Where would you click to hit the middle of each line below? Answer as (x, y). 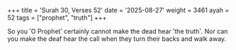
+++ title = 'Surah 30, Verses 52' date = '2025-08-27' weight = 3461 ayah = (118, 10)
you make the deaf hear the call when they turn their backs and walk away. (117, 39)
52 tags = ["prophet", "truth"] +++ (57, 18)
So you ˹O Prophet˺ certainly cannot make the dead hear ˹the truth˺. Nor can (118, 31)
